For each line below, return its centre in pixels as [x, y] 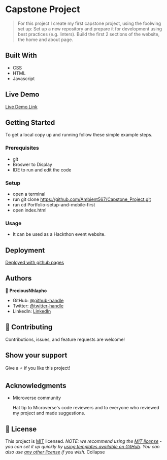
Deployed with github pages [35, 263]
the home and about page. [45, 40]
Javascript [24, 78]
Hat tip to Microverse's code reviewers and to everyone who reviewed [86, 408]
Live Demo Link [22, 107]
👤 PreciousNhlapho [26, 291]
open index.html [29, 210]
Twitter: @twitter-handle [38, 306]
